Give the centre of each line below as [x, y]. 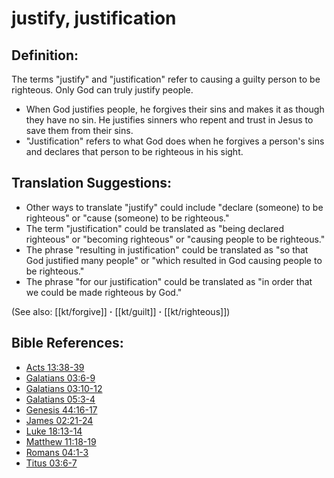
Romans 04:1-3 [57, 452]
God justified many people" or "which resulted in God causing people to [174, 260]
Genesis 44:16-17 [61, 409]
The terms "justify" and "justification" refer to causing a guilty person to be [166, 79]
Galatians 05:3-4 [60, 399]
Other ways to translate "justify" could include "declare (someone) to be [174, 207]
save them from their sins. [79, 130]
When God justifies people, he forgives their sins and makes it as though [175, 109]
